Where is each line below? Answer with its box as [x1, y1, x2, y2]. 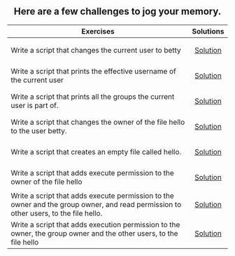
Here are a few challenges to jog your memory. [13, 6, 222, 18]
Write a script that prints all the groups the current [10, 91, 175, 101]
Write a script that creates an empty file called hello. [10, 147, 182, 156]
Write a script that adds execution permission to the [10, 220, 180, 229]
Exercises [81, 26, 115, 36]
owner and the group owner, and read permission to [10, 199, 182, 209]
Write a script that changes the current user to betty [10, 45, 182, 55]
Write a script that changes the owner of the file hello [10, 117, 185, 127]
